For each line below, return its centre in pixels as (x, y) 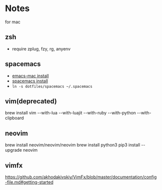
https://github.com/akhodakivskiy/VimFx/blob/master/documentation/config (81, 177)
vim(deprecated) (31, 101)
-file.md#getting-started (29, 182)
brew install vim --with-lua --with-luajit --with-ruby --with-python (71, 113)
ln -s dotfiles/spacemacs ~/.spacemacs (52, 86)
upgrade (14, 150)
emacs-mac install (30, 76)
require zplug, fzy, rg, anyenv (41, 48)
